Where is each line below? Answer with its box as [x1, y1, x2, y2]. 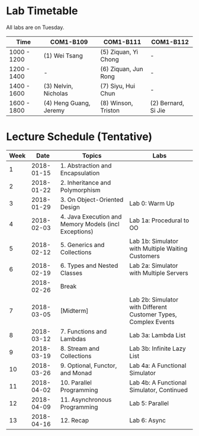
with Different [129, 303, 167, 311]
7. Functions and [60, 327, 107, 335]
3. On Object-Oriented [60, 195, 124, 204]
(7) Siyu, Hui [100, 82, 135, 90]
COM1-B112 [150, 37, 190, 46]
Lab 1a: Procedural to [129, 216, 190, 225]
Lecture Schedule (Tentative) [6, 130, 153, 143]
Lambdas [60, 335, 86, 343]
